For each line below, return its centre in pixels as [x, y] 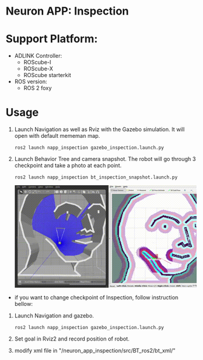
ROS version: [31, 82]
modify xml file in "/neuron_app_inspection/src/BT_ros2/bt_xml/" [95, 351]
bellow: [23, 304]
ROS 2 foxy [38, 88]
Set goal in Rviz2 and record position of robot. [72, 339]
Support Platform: [52, 39]
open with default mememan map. [57, 136]
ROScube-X [38, 69]
